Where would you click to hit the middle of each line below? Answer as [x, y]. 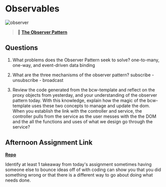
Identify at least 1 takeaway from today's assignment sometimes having [79, 164]
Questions [22, 48]
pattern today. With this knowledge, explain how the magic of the [79, 100]
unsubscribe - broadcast [38, 80]
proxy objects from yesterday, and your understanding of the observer [85, 95]
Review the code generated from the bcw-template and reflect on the [84, 90]
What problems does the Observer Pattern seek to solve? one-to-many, [86, 60]
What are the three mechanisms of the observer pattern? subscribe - [83, 75]
